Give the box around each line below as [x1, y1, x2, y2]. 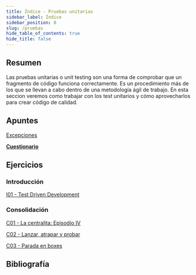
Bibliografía [6, 259, 50, 269]
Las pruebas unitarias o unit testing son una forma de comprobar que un [6, 73, 182, 80]
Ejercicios [6, 160, 43, 170]
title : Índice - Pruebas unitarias [6, 8, 94, 15]
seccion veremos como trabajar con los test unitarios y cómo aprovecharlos [6, 92, 191, 99]
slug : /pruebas [6, 25, 44, 31]
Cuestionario [6, 143, 39, 150]
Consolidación [6, 206, 49, 214]
